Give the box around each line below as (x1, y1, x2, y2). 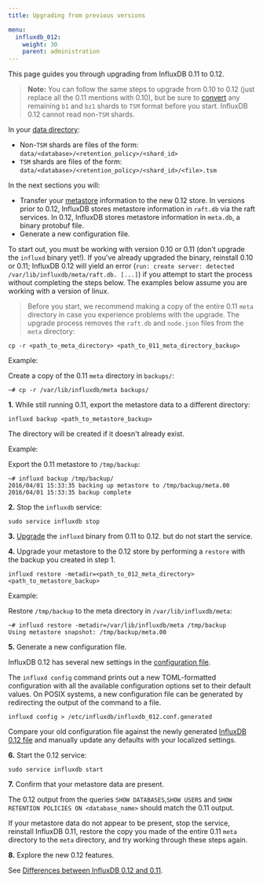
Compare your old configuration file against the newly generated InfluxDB (8, 727, 247, 736)
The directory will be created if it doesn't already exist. (8, 429, 184, 439)
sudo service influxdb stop (8, 517, 100, 526)
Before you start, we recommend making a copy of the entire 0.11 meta (27, 302, 254, 311)
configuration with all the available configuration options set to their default (8, 681, 251, 691)
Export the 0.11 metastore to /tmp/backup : (8, 460, 141, 469)
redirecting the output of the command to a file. (8, 698, 162, 707)
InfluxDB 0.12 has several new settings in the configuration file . (8, 658, 211, 667)
